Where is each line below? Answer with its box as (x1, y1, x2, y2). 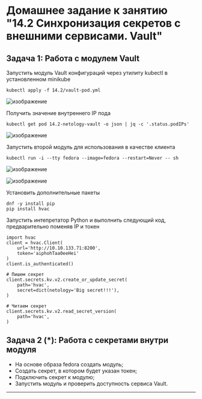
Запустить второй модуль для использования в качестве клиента (6, 143, 176, 151)
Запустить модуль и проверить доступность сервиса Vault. (14, 380, 168, 387)
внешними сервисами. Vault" (6, 30, 163, 43)
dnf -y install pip (6, 201, 55, 207)
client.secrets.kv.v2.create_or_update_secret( (6, 277, 128, 283)
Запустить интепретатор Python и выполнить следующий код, (6, 216, 167, 224)
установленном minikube (6, 76, 71, 83)
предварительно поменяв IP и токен (6, 223, 100, 230)
